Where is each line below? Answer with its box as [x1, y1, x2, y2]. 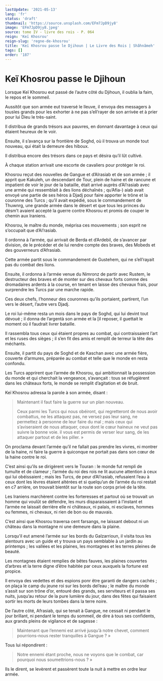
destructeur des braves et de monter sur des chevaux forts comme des [5, 277, 148, 282]
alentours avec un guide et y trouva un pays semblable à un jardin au [5, 538, 143, 544]
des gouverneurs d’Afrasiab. [5, 247, 62, 253]
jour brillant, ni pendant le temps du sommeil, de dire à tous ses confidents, [5, 613, 156, 619]
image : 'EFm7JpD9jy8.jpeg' [5, 25, 60, 30]
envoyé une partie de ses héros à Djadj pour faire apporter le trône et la [5, 192, 148, 198]
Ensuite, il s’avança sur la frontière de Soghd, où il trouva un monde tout [5, 138, 149, 144]
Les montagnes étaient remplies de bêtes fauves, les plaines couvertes [5, 558, 147, 564]
